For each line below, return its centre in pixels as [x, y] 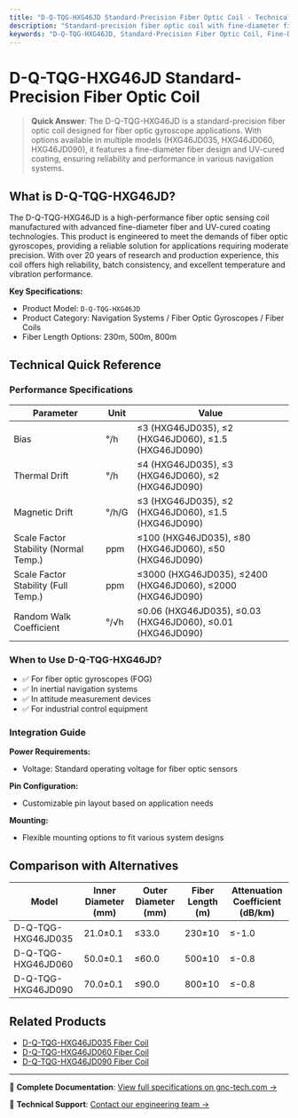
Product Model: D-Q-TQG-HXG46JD [81, 309]
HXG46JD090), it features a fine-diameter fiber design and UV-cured [157, 150]
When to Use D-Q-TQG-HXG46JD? [86, 659]
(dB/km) [257, 913]
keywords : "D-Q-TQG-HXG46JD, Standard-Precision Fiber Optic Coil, [137, 34]
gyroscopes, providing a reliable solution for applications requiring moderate [149, 246]
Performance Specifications [71, 390]
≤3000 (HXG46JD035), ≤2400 [203, 574]
